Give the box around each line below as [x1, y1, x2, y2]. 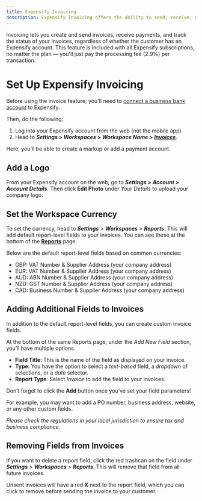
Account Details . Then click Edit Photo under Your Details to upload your [6, 185, 188, 193]
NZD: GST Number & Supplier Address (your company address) [14, 281, 173, 288]
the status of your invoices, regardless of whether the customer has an [6, 37, 182, 45]
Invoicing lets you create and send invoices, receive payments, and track [6, 31, 187, 38]
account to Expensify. [6, 104, 60, 111]
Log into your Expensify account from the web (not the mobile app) [14, 127, 182, 134]
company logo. [6, 191, 43, 199]
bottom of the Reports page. [6, 238, 77, 245]
